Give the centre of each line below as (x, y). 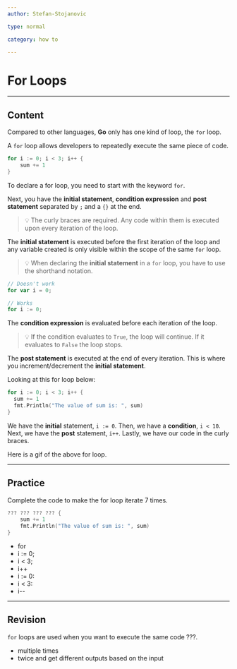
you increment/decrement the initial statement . (77, 366)
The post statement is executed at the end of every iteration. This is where (116, 358)
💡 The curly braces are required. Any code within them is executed (122, 220)
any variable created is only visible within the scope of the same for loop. (114, 249)
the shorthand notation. (59, 271)
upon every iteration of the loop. (71, 228)
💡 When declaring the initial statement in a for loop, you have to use (125, 263)
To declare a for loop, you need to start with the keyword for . (96, 185)
